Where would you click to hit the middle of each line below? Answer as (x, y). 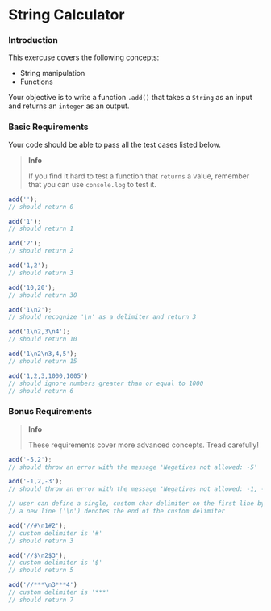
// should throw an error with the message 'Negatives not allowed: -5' (133, 467)
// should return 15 (43, 361)
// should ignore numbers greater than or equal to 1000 (106, 383)
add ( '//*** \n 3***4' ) (43, 585)
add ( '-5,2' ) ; (30, 459)
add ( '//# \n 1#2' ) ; (38, 525)
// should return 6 (41, 391)
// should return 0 (41, 207)
